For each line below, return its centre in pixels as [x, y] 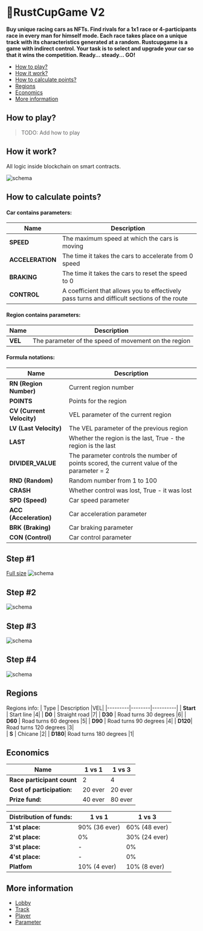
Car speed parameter [99, 500]
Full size [17, 573]
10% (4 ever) [97, 867]
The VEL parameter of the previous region [128, 428]
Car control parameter [100, 537]
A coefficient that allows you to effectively [122, 291]
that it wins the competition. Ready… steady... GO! [71, 55]
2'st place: [25, 837]
